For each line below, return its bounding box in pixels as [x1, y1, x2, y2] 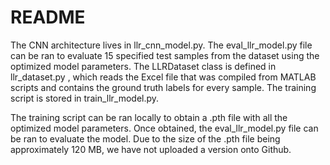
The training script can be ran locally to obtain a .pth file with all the [10, 111, 288, 123]
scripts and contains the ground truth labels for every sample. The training [10, 81, 317, 93]
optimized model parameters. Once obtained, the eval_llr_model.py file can [10, 122, 319, 134]
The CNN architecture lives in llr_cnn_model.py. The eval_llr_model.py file [10, 39, 313, 51]
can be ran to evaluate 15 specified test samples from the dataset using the [10, 49, 320, 61]
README [10, 6, 86, 29]
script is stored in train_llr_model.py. [10, 92, 160, 104]
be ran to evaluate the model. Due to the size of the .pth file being [10, 132, 281, 145]
